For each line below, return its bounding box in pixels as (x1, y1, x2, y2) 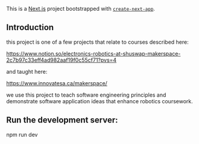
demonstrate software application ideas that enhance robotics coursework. (6, 97, 193, 104)
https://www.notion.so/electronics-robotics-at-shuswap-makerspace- (6, 50, 181, 57)
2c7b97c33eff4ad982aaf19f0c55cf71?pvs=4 (6, 56, 117, 64)
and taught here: (6, 68, 48, 75)
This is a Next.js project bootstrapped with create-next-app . (6, 5, 156, 12)
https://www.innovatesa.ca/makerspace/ (6, 79, 107, 86)
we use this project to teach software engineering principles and (6, 91, 166, 98)
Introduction (6, 22, 54, 32)
